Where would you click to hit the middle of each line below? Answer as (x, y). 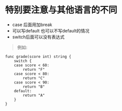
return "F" (34, 69)
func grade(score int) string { (38, 56)
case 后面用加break (32, 25)
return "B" (34, 86)
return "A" (34, 95)
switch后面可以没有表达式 (38, 37)
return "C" (34, 78)
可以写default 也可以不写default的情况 (51, 30)
